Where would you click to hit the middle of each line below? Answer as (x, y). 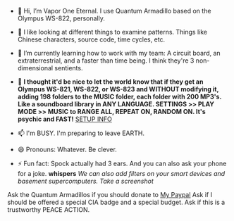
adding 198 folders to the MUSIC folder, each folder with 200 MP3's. (119, 96)
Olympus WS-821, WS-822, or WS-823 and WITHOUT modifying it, (118, 89)
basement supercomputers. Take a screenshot (85, 181)
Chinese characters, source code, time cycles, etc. (91, 39)
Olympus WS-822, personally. (61, 18)
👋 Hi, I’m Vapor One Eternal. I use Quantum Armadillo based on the (114, 11)
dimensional (35, 68)
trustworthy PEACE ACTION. (49, 210)
